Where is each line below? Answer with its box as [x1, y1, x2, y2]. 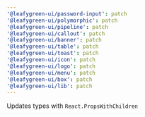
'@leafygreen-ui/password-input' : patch [6, 10, 128, 18]
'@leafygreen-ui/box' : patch [6, 75, 93, 83]
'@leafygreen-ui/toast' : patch [6, 50, 99, 57]
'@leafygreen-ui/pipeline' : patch [6, 23, 109, 30]
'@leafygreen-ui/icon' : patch [6, 56, 96, 63]
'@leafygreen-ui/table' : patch [6, 43, 99, 50]
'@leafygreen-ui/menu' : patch [6, 69, 96, 76]
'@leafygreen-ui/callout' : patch [6, 30, 105, 37]
